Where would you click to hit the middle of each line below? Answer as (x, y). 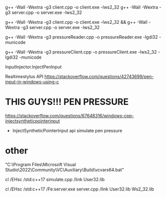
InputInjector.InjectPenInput (34, 67)
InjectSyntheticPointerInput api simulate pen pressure (67, 130)
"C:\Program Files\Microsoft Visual (41, 164)
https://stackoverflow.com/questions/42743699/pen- (99, 76)
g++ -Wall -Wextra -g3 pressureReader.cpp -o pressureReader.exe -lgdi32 (82, 37)
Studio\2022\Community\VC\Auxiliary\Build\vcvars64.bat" (65, 170)
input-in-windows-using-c (32, 82)
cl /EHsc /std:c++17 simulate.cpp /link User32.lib (55, 179)
